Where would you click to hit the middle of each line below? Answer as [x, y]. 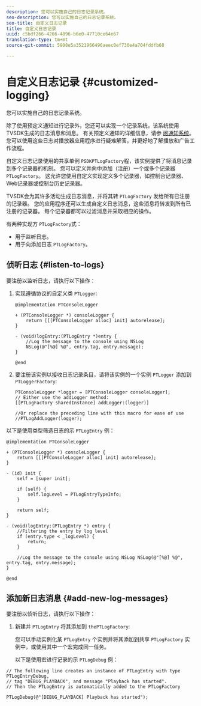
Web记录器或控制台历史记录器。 [46, 183]
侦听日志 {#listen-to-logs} [55, 265]
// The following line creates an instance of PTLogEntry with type [93, 671]
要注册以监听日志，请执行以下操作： [51, 281]
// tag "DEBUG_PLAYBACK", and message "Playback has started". [87, 682]
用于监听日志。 [33, 236]
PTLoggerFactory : [36, 381]
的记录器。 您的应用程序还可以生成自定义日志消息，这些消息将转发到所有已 [99, 203]
